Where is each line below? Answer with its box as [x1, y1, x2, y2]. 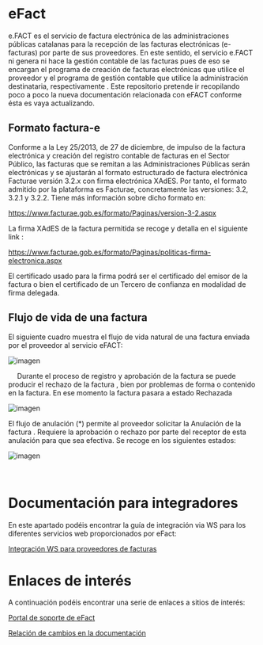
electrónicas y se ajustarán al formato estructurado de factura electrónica [8, 167, 248, 177]
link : [8, 231, 24, 242]
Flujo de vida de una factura [8, 311, 148, 325]
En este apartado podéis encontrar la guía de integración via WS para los [8, 520, 246, 529]
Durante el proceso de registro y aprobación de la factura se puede [17, 371, 236, 380]
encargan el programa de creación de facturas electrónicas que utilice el [8, 64, 245, 74]
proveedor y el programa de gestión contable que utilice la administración [8, 73, 249, 82]
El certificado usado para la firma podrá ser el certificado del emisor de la [8, 271, 248, 281]
